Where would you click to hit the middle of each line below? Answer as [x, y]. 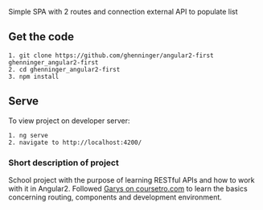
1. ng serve [28, 135]
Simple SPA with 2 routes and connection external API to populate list [123, 12]
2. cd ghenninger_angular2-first [64, 69]
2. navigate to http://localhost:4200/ [75, 142]
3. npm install [34, 76]
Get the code [41, 37]
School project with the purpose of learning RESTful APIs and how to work [131, 179]
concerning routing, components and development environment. [115, 197]
